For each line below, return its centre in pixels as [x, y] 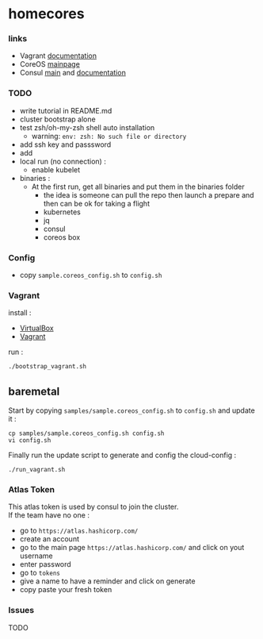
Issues [21, 610]
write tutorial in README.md [66, 110]
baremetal [34, 391]
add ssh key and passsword [65, 144]
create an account [49, 539]
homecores [46, 14]
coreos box [62, 237]
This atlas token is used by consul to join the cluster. [93, 507]
